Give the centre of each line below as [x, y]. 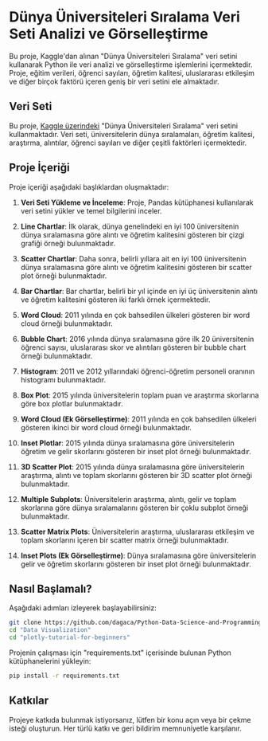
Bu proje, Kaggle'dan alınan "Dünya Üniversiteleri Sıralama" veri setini [123, 56]
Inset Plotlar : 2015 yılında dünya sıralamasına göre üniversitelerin [128, 443]
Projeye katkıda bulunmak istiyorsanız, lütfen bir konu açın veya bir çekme [130, 719]
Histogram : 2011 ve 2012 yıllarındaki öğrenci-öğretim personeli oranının [138, 371]
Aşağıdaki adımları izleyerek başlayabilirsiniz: [83, 608]
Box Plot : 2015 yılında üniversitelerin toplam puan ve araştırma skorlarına [140, 395]
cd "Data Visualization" [50, 630]
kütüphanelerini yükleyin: [50, 661]
